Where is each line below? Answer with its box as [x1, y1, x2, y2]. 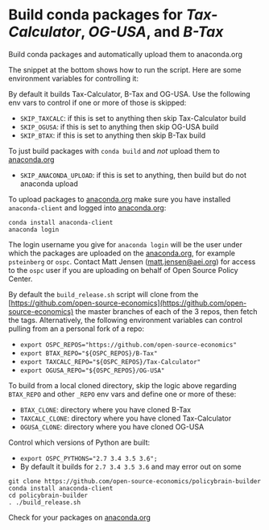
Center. [8, 274, 33, 284]
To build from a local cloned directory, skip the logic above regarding [8, 380, 237, 390]
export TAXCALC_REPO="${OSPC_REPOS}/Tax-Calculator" [19, 358, 201, 366]
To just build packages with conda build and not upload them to [8, 146, 220, 155]
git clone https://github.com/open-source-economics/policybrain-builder [8, 477, 262, 485]
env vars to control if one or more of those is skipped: [8, 97, 187, 107]
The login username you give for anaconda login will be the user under [8, 239, 243, 249]
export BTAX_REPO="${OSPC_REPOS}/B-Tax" [19, 349, 158, 358]
